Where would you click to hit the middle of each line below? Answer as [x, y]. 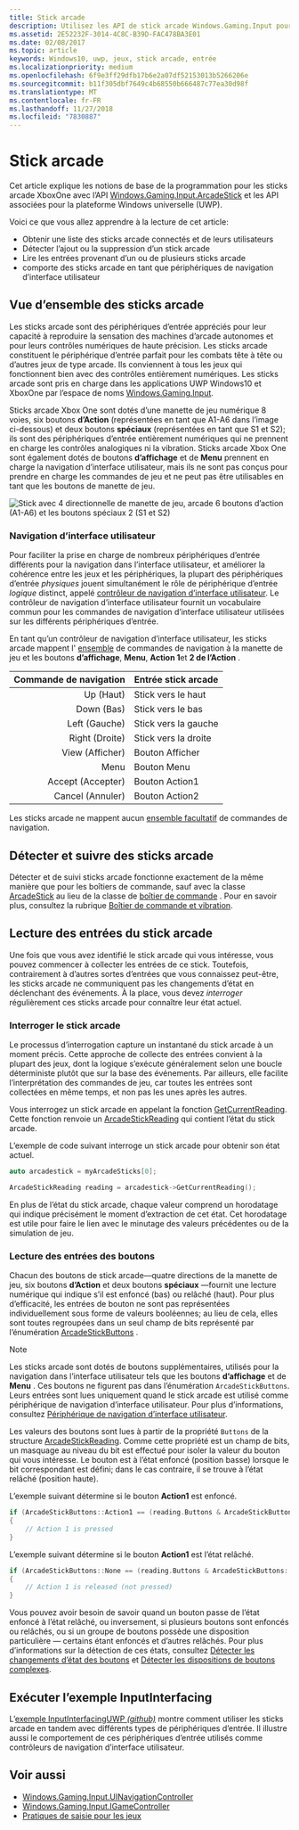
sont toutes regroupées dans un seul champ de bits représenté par [132, 1323]
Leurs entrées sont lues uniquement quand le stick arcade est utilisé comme [149, 1395]
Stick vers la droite [173, 738]
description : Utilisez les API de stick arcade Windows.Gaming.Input [141, 26]
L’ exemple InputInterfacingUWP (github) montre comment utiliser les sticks [146, 1719]
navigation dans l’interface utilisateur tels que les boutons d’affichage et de [148, 1376]
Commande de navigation [70, 680]
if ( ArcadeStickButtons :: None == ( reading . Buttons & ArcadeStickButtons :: [151, 1571]
